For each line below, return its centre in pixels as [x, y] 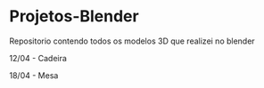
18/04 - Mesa [34, 75]
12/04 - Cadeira [38, 58]
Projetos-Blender [74, 16]
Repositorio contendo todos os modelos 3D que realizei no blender [132, 41]
